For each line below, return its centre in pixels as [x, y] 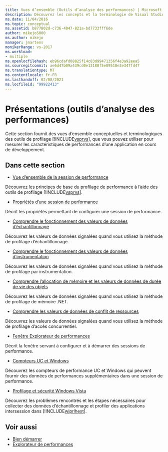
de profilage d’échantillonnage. [37, 242]
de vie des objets [30, 287]
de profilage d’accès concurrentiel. [41, 326]
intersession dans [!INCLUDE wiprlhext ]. [46, 411]
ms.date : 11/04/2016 [27, 19]
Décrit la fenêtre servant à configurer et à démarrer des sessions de [75, 346]
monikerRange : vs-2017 [29, 47]
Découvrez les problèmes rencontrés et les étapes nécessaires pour [75, 400]
